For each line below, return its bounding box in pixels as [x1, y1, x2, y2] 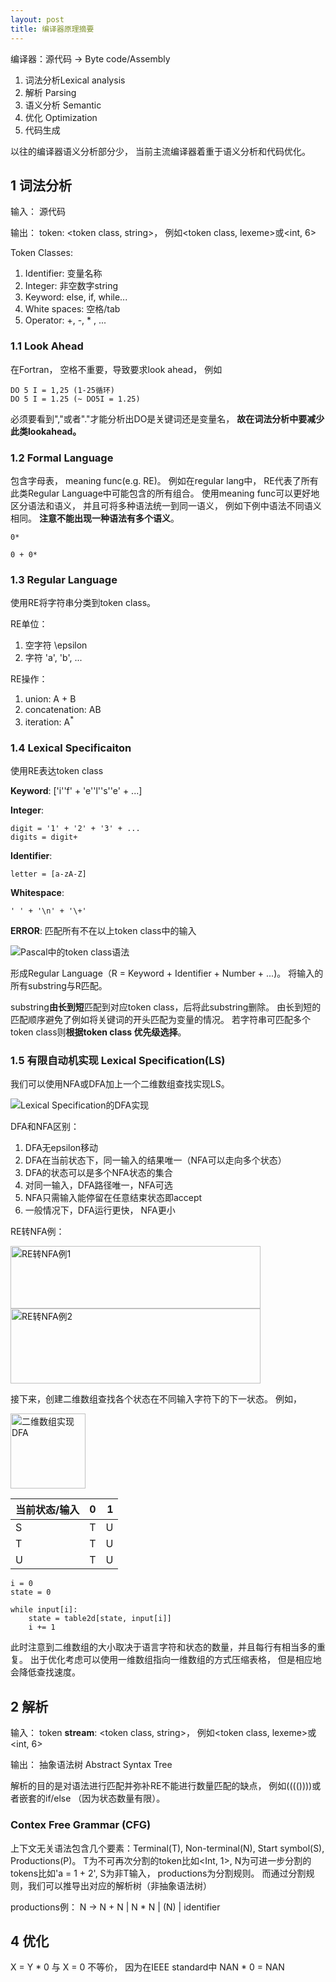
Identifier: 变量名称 [24, 267, 103, 280]
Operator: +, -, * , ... [24, 314, 107, 326]
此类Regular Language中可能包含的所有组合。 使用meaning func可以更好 [10, 487, 312, 499]
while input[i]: [10, 1605, 78, 1615]
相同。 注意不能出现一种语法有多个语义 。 [10, 512, 180, 524]
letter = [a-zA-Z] [10, 869, 87, 880]
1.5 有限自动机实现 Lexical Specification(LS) [10, 1054, 226, 1068]
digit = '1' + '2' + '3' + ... [10, 824, 141, 834]
